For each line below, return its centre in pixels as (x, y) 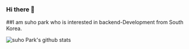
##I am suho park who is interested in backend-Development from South (95, 22)
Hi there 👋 (21, 9)
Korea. (14, 28)
